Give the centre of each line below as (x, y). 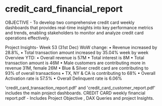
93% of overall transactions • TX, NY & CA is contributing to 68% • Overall (80, 73)
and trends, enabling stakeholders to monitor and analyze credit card (74, 33)
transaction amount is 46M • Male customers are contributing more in (75, 63)
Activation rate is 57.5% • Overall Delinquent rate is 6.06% (64, 78)
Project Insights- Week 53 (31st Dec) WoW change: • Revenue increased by (81, 47)
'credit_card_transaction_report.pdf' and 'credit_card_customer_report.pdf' (80, 88)
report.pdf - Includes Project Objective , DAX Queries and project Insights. (80, 98)
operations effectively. (28, 38)
